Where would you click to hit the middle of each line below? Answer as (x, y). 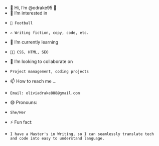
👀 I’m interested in (29, 13)
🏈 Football (21, 23)
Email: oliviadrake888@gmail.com (45, 93)
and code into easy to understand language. (57, 138)
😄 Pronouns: (24, 102)
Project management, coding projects (49, 71)
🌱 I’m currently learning (34, 42)
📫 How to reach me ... (33, 81)
